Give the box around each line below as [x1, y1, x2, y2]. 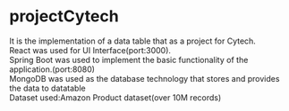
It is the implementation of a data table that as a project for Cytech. [9, 36, 257, 46]
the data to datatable [9, 83, 87, 93]
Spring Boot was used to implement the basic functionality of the [9, 54, 249, 65]
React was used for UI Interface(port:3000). [9, 44, 172, 55]
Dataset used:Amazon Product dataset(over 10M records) [9, 91, 222, 103]
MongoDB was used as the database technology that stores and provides [9, 73, 280, 83]
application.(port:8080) [9, 64, 96, 75]
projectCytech [9, 6, 119, 27]
